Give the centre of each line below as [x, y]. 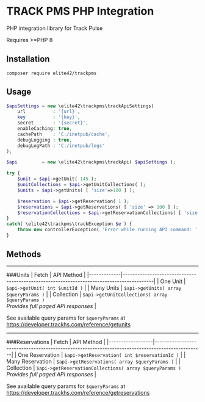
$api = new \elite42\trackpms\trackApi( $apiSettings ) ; [91, 162]
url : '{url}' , [49, 112]
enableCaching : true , [45, 129]
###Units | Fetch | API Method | [46, 275]
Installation [28, 59]
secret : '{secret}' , [53, 123]
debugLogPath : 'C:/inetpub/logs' [61, 145]
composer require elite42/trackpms [52, 73]
